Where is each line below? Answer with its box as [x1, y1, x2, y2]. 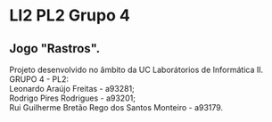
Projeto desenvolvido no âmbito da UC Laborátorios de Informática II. [9, 64, 264, 75]
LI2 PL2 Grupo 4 [9, 5, 131, 26]
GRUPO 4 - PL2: [9, 74, 70, 85]
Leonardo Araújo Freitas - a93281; [9, 84, 136, 94]
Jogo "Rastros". [9, 41, 101, 56]
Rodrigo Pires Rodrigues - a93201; [9, 93, 136, 103]
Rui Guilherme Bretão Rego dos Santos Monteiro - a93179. [9, 102, 224, 112]
